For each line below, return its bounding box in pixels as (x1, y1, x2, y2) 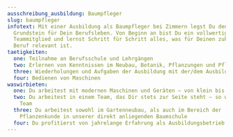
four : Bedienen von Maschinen (13, 74, 101, 82)
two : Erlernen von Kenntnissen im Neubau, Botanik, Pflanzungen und (13, 62, 216, 68)
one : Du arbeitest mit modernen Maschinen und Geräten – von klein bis (13, 87, 225, 94)
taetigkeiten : (7, 49, 49, 56)
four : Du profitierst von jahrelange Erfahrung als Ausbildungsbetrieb (13, 119, 225, 127)
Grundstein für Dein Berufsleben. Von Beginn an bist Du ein (13, 29, 194, 37)
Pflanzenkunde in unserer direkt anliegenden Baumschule (19, 113, 188, 120)
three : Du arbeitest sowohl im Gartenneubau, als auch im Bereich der (13, 107, 222, 113)
